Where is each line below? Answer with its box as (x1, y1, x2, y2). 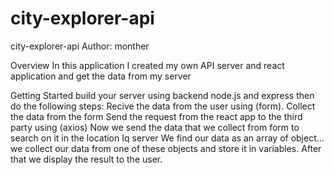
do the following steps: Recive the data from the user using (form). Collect (10, 100, 316, 112)
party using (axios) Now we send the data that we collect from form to (10, 121, 300, 133)
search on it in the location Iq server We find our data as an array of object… (10, 132, 325, 144)
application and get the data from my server (10, 70, 192, 82)
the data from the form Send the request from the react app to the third (10, 110, 303, 122)
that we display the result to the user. (10, 153, 163, 165)
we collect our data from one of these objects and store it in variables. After (10, 142, 322, 154)
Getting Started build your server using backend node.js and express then (10, 89, 315, 101)
